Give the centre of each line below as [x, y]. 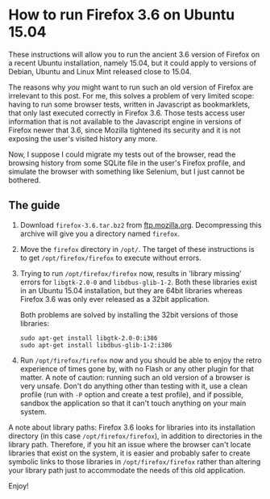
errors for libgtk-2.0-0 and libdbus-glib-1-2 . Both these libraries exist [139, 282]
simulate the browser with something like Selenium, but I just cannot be [127, 171]
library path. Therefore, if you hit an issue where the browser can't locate [130, 444]
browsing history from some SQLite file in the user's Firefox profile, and [127, 162]
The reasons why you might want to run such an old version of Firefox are [131, 87]
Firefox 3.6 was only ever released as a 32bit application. [115, 299]
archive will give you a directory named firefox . [100, 233]
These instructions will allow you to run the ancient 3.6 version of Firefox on [134, 54]
